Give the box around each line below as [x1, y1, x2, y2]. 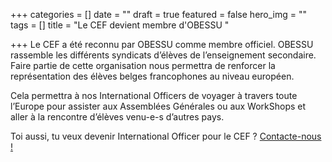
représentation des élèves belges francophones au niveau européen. [10, 70, 295, 82]
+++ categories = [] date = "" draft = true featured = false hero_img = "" [10, 9, 308, 20]
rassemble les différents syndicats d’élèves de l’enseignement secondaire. [10, 49, 317, 61]
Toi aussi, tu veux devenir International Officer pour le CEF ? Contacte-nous [10, 130, 322, 142]
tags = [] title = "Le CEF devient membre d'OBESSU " [10, 19, 230, 31]
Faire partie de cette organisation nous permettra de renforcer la [10, 60, 276, 71]
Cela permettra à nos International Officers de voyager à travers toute [10, 90, 298, 101]
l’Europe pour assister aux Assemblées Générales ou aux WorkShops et [10, 100, 307, 112]
